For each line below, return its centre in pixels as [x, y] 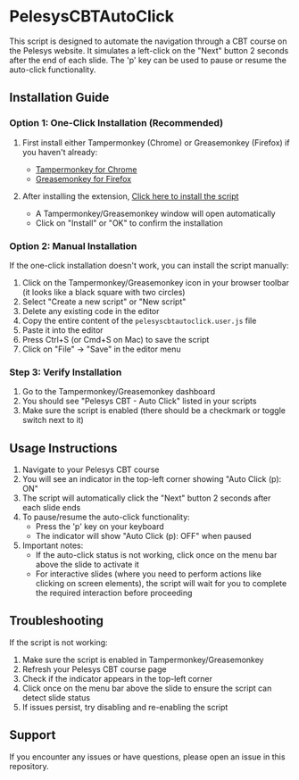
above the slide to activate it [87, 565]
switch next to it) [53, 420]
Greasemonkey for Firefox [83, 178]
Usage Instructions [63, 448]
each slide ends [51, 508]
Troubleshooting [57, 621]
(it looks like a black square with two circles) [104, 292]
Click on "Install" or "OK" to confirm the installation [129, 223]
